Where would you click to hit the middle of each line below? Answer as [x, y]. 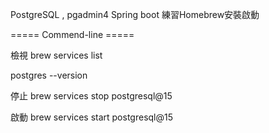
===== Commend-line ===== [72, 34]
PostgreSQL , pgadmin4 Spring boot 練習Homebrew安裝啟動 [135, 14]
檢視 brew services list [56, 55]
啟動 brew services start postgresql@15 [92, 117]
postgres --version [49, 75]
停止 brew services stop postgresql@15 [91, 96]
